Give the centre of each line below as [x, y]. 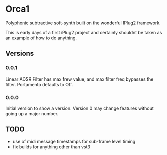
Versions [20, 54]
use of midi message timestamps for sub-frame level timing [74, 141]
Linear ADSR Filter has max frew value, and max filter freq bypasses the [79, 79]
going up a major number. [32, 113]
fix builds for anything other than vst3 [51, 147]
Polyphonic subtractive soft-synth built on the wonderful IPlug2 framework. [83, 23]
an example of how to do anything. [41, 38]
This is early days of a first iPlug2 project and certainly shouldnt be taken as [84, 32]
